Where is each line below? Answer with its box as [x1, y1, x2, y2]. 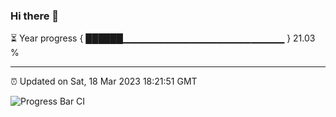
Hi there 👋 [10, 9, 60, 23]
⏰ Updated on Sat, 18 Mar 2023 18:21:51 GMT [10, 75, 198, 88]
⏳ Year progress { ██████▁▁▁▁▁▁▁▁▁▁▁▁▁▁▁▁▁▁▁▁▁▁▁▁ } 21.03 [10, 32, 316, 44]
